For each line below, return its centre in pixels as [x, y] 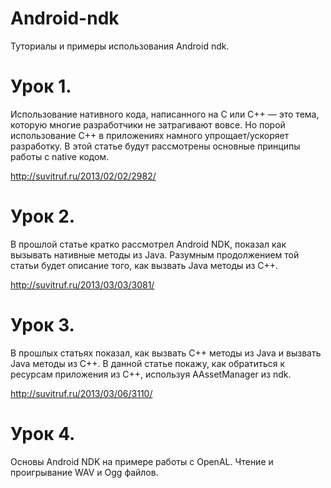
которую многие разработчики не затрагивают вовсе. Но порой [148, 124]
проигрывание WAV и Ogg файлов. [84, 472]
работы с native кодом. [60, 156]
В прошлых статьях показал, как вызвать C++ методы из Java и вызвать [166, 353]
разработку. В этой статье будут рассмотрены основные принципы [155, 146]
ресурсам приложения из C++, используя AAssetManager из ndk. [151, 374]
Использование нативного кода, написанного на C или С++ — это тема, [165, 114]
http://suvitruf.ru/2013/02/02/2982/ [83, 176]
